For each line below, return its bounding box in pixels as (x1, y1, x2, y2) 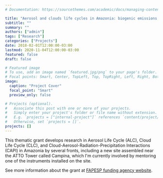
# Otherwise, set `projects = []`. (5, 120, 81, 125)
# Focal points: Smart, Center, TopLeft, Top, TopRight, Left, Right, (5, 74, 151, 79)
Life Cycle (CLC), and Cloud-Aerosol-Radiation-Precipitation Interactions (5, 142, 150, 148)
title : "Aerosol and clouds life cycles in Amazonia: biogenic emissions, (5, 16, 160, 21)
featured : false (5, 52, 38, 57)
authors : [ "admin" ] (5, 30, 45, 35)
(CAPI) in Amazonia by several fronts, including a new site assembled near (5, 147, 154, 153)
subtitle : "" (5, 20, 32, 25)
